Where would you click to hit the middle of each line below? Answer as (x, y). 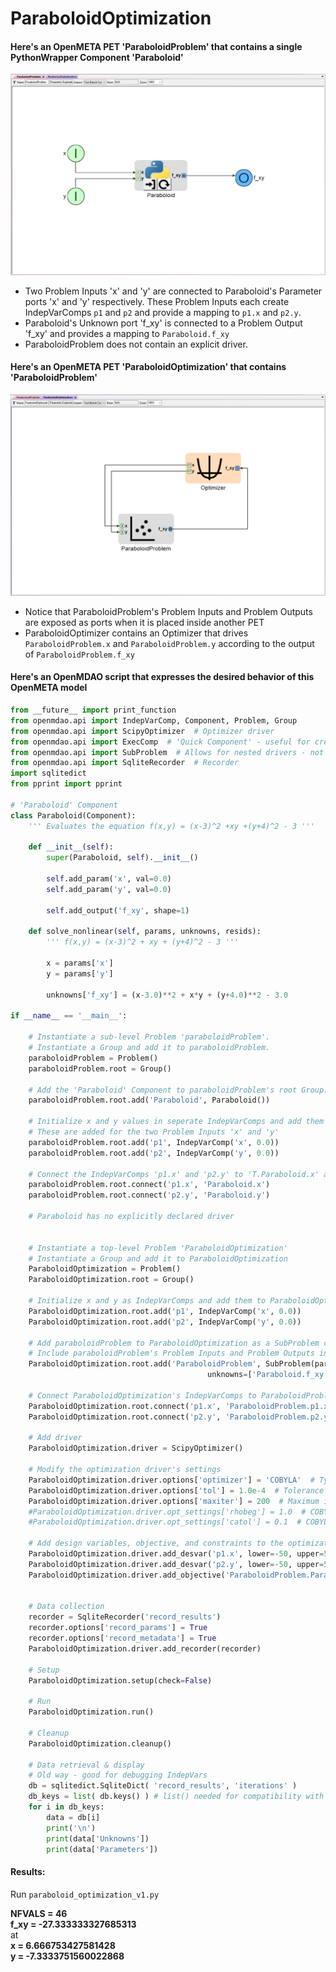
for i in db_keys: (66, 1807)
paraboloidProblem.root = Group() (100, 1068)
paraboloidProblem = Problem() (93, 1058)
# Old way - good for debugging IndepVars (118, 1775)
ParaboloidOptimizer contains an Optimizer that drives (136, 633)
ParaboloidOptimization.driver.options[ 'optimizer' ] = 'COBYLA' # (171, 1480)
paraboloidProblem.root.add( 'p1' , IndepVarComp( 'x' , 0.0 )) (154, 1142)
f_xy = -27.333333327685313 (73, 1924)
